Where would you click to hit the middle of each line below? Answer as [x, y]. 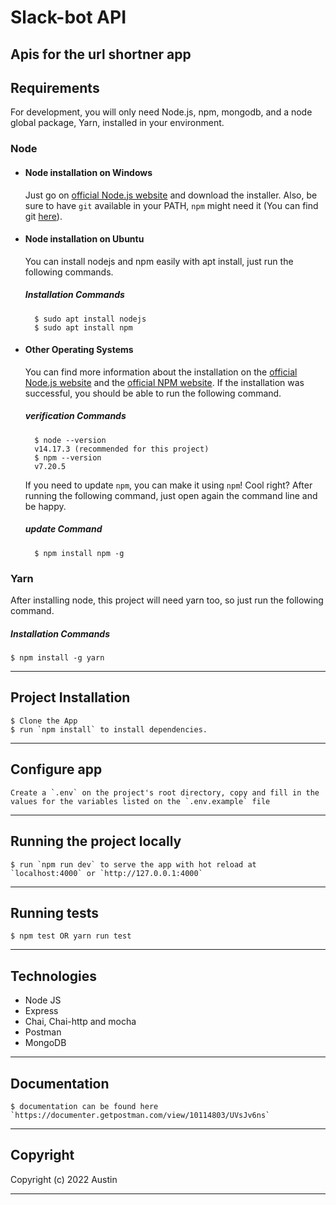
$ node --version [70, 440]
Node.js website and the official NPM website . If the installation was [164, 382]
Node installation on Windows [88, 172]
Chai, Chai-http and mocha [80, 1022]
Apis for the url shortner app [101, 54]
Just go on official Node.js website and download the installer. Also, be [171, 195]
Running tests [55, 912]
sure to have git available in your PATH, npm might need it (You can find [171, 205]
